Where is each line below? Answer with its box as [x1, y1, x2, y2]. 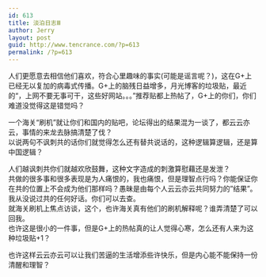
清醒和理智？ [8, 260, 50, 269]
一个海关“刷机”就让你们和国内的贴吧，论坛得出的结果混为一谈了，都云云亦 [8, 118, 251, 127]
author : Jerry [8, 26, 55, 34]
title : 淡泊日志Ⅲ [8, 19, 61, 27]
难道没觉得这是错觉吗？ [8, 101, 85, 110]
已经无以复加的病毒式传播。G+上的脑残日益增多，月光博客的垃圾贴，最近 [8, 81, 247, 90]
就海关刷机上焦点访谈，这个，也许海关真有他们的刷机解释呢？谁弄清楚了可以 [8, 203, 258, 213]
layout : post [8, 33, 51, 42]
